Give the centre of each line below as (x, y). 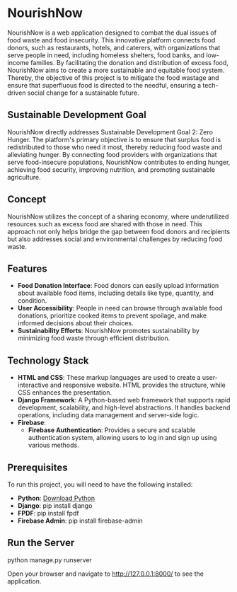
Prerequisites (37, 467)
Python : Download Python (56, 498)
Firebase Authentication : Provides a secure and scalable (112, 430)
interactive (33, 385)
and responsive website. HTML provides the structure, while (138, 385)
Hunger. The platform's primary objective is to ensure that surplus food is (114, 139)
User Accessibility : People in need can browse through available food (120, 308)
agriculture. (24, 177)
